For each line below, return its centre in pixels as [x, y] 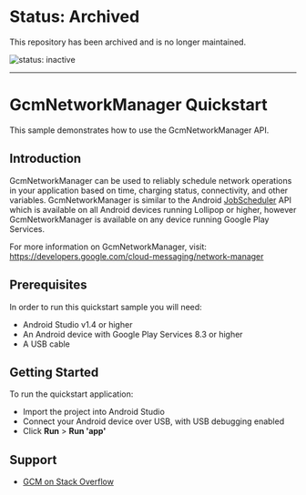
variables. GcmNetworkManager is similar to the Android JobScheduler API [150, 200]
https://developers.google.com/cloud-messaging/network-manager [137, 256]
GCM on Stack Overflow [68, 482]
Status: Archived [75, 17]
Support [33, 460]
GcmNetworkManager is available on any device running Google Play [139, 219]
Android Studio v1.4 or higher [77, 324]
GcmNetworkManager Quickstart [139, 105]
